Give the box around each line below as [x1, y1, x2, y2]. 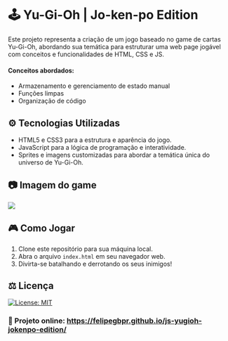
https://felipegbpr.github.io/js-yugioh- [66, 316, 202, 326]
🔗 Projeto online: [8, 316, 65, 326]
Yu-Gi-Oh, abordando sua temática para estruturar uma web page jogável [8, 42, 222, 51]
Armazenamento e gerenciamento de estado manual [18, 82, 170, 90]
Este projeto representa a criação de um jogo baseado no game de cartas [8, 34, 222, 44]
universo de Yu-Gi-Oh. [18, 157, 83, 167]
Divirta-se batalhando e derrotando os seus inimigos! [18, 259, 173, 268]
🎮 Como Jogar [8, 222, 76, 234]
